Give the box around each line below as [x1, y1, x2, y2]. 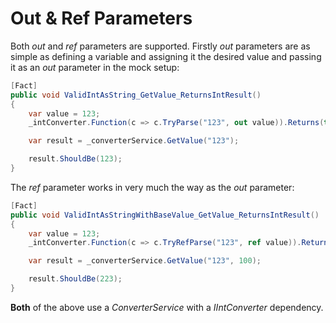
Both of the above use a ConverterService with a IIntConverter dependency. [10, 301, 324, 313]
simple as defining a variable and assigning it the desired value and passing [10, 50, 322, 62]
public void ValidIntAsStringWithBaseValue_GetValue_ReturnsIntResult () [10, 210, 320, 220]
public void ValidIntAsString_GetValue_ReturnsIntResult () [10, 90, 262, 100]
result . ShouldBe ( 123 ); [28, 154, 123, 164]
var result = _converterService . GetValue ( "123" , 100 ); [28, 256, 262, 266]
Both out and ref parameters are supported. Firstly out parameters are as [10, 40, 311, 52]
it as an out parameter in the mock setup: [10, 61, 180, 73]
